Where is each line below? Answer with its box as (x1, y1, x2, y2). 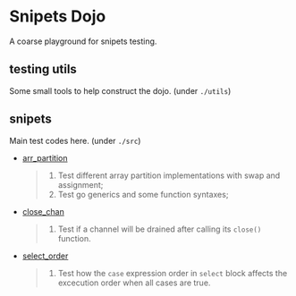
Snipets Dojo (9, 6, 106, 27)
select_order (21, 250, 69, 261)
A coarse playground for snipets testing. (9, 36, 157, 47)
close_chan (21, 206, 64, 216)
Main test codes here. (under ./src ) (9, 135, 141, 146)
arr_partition (21, 152, 68, 163)
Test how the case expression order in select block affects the (57, 267, 288, 278)
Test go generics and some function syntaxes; (57, 189, 229, 199)
